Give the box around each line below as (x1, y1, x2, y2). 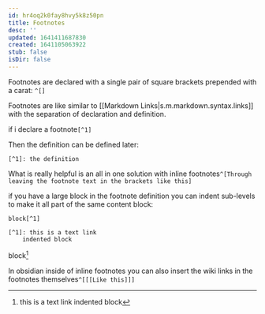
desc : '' (8, 26, 37, 34)
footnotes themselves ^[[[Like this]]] (8, 274, 136, 284)
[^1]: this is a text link (8, 228, 97, 237)
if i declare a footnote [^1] (8, 124, 92, 134)
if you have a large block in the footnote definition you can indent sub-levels (8, 191, 256, 200)
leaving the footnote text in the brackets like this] (8, 177, 192, 185)
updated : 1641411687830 (8, 33, 87, 42)
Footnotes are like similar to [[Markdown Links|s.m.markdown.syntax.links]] (8, 100, 254, 110)
